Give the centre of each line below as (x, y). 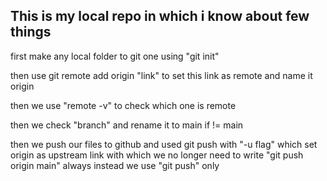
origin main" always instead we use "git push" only (115, 165)
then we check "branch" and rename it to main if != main (127, 125)
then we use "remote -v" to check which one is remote (123, 105)
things (31, 32)
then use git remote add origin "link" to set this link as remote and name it (161, 75)
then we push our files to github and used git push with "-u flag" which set (164, 144)
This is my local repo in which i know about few (160, 16)
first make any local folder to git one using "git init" (115, 56)
